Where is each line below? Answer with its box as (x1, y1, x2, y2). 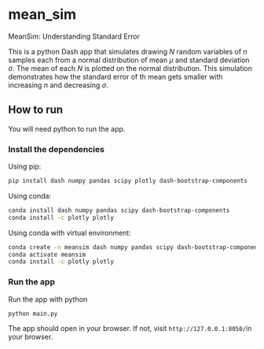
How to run (8, 103, 64, 117)
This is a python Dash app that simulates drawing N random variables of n (8, 46, 247, 56)
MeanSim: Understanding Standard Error (8, 32, 140, 41)
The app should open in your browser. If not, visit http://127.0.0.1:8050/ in (8, 324, 252, 333)
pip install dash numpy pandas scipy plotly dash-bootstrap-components (8, 177, 247, 185)
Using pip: (8, 162, 42, 171)
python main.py (8, 310, 58, 317)
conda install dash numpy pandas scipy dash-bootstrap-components (8, 206, 230, 214)
